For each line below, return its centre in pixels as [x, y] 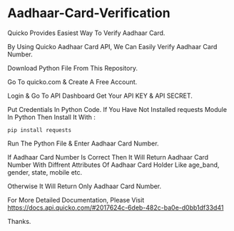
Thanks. [19, 221]
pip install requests [40, 130]
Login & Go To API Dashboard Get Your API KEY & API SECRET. [100, 96]
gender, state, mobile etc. [45, 172]
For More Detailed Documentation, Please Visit [76, 200]
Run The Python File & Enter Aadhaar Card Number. [83, 143]
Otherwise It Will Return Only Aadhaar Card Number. [85, 186]
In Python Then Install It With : [52, 117]
